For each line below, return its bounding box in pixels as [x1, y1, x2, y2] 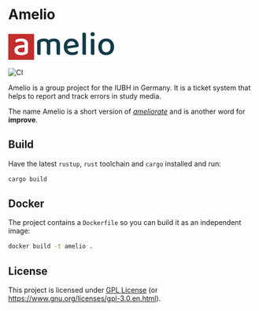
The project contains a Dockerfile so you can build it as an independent [8, 218, 242, 227]
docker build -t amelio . [8, 242, 93, 250]
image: [8, 227, 31, 236]
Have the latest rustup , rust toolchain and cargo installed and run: [8, 159, 222, 168]
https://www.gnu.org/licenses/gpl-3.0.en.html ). [8, 294, 161, 303]
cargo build [8, 175, 47, 183]
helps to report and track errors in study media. [8, 91, 161, 100]
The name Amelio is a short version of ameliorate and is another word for [8, 107, 246, 116]
